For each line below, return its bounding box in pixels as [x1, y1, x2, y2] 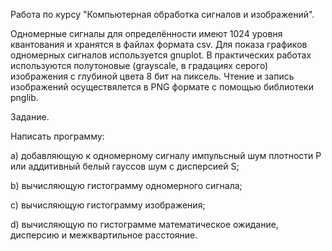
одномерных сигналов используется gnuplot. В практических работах [10, 49, 312, 61]
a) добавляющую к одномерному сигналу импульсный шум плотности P [10, 150, 322, 161]
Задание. [10, 111, 50, 123]
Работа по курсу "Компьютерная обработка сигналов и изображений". [10, 9, 315, 20]
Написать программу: [10, 130, 105, 142]
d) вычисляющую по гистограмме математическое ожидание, [10, 219, 279, 230]
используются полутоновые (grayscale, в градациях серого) [10, 60, 269, 71]
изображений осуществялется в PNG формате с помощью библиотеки [10, 81, 314, 93]
